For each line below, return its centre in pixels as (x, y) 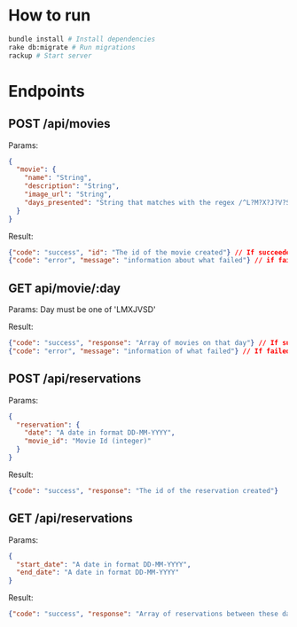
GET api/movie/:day (65, 288)
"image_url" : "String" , (68, 195)
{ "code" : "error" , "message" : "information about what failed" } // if (141, 261)
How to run (50, 16)
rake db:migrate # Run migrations (72, 47)
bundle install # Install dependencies (82, 39)
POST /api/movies (60, 124)
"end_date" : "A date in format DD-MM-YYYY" (98, 573)
